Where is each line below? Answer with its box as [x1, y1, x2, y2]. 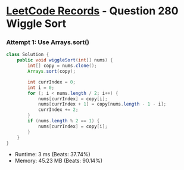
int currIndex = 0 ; [27, 79, 76, 85]
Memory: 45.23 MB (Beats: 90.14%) [14, 157, 103, 165]
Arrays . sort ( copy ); [27, 69, 76, 75]
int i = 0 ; [27, 85, 55, 91]
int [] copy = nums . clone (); [27, 63, 97, 69]
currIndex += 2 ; [38, 107, 79, 113]
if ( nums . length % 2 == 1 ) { [27, 118, 100, 124]
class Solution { [6, 52, 49, 58]
